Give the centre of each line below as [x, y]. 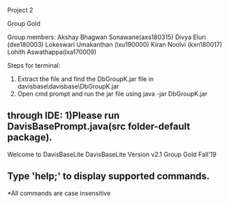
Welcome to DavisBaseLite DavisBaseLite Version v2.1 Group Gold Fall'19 [112, 154]
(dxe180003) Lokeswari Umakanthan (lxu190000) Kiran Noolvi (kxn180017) [115, 44]
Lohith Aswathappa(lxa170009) [52, 52]
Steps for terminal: [34, 65]
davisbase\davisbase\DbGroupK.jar [68, 86]
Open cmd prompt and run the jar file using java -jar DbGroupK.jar [112, 94]
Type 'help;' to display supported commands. [109, 176]
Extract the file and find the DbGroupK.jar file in [86, 79]
